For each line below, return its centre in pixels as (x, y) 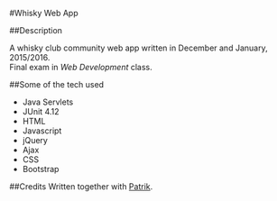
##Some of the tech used (57, 84)
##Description (36, 30)
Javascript (42, 131)
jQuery (35, 140)
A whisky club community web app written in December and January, (138, 48)
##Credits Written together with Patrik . (81, 187)
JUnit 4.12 (41, 111)
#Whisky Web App (44, 13)
